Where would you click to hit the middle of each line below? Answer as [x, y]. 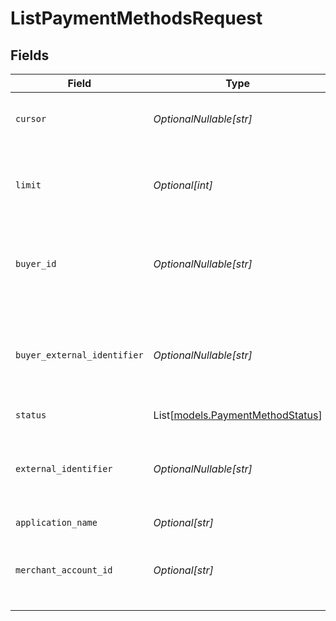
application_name [56, 522]
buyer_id [36, 263]
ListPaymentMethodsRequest [136, 18]
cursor [31, 118]
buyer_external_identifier [79, 355]
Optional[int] [183, 185]
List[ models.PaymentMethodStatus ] [238, 415]
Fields [30, 55]
